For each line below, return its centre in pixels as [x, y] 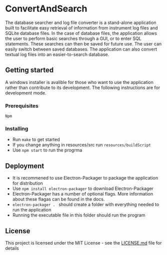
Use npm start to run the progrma [47, 150]
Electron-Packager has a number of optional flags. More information [83, 194]
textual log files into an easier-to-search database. [57, 54]
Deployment [25, 166]
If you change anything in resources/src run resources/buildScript [81, 145]
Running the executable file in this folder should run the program [79, 215]
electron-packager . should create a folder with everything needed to [85, 204]
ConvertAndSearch [46, 9]
